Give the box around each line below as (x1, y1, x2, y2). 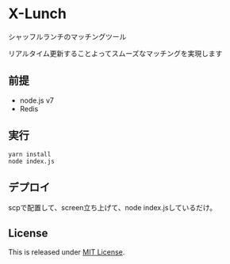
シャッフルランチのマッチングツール (8, 32, 127, 41)
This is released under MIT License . (8, 247, 125, 257)
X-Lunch (8, 5, 67, 23)
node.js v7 (19, 96, 54, 105)
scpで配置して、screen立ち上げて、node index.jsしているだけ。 (8, 203, 217, 213)
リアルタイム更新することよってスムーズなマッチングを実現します (8, 48, 223, 58)
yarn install (8, 150, 52, 158)
